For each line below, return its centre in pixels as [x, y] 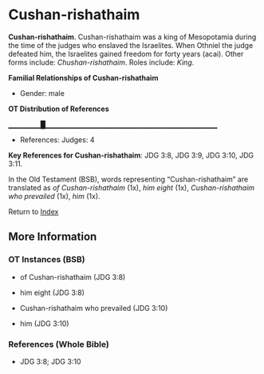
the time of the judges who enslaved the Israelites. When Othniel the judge [131, 45]
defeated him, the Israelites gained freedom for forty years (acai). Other [126, 54]
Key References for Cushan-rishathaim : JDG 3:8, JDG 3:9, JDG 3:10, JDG [131, 155]
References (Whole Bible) [59, 344]
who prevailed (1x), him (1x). [55, 196]
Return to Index [33, 211]
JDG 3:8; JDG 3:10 [50, 361]
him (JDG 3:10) [44, 323]
